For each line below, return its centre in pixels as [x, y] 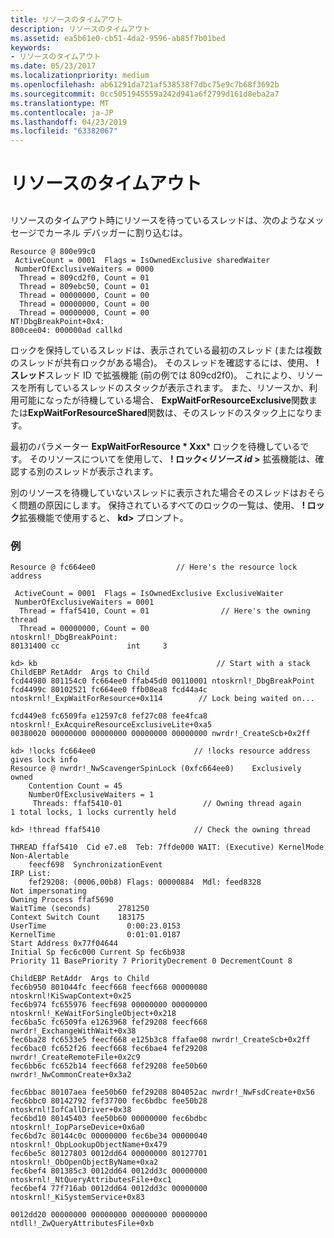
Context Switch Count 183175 [77, 917]
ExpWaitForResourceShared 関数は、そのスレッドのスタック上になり [171, 412]
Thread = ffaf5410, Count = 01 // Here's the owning [165, 611]
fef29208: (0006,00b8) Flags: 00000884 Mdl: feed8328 [145, 882]
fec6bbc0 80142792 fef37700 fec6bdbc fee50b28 [109, 1101]
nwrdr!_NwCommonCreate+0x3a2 [71, 1075]
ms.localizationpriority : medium [80, 76]
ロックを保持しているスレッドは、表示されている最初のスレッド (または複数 [166, 350]
